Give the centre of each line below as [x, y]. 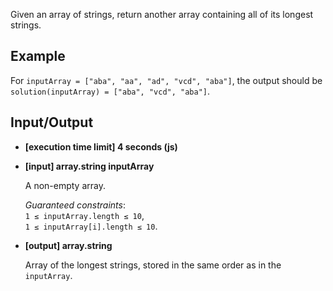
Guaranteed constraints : [75, 205]
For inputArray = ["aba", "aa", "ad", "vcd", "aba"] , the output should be [166, 80]
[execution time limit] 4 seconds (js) [101, 146]
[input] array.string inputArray [89, 166]
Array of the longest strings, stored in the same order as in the [153, 265]
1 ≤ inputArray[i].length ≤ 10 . [91, 226]
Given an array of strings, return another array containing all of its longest [162, 14]
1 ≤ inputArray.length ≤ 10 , [84, 215]
